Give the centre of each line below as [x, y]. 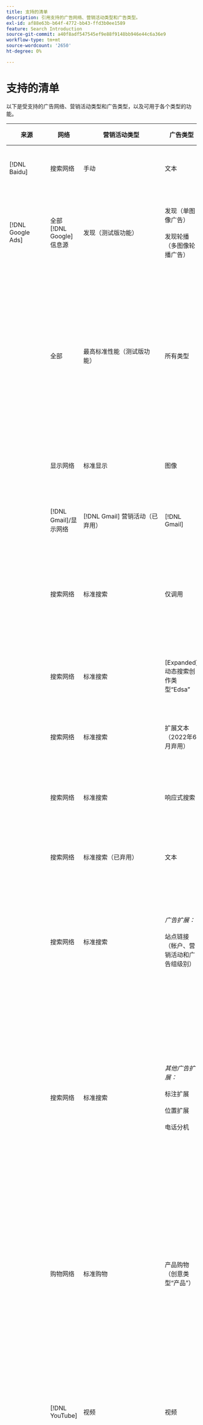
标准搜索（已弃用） [111, 857]
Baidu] [19, 172]
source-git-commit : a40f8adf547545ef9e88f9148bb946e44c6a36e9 [86, 34]
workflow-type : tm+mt [34, 40]
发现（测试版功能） [111, 232]
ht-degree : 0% [24, 51]
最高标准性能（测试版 [114, 351]
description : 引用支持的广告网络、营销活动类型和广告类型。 [73, 18]
